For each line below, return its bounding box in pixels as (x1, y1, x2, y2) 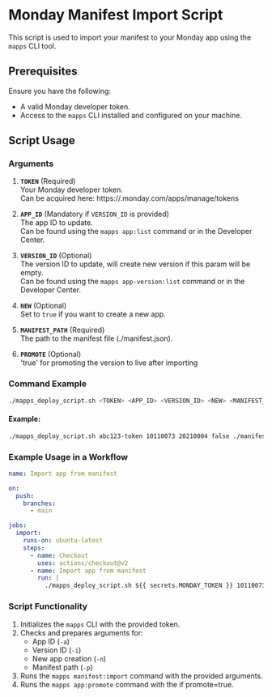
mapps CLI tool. (8, 40, 57, 50)
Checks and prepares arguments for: (19, 627, 143, 637)
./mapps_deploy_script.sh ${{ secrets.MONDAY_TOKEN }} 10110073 (44, 581, 266, 590)
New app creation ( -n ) (32, 653, 107, 663)
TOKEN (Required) (19, 176, 76, 186)
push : (15, 491, 35, 499)
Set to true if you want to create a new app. (19, 309, 166, 319)
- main (29, 507, 53, 515)
